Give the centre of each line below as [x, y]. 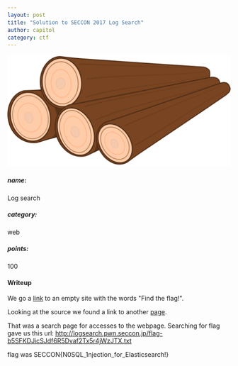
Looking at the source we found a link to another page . [87, 312]
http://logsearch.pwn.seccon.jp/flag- [109, 333]
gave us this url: [31, 333]
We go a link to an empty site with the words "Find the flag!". [96, 299]
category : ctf [28, 38]
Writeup [19, 282]
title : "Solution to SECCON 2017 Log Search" [75, 22]
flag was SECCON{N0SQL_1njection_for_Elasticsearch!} [88, 355]
